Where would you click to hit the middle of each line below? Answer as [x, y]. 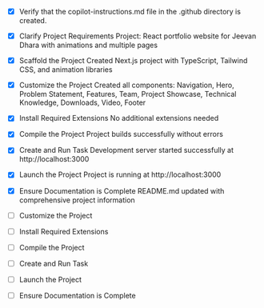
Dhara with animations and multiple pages [88, 45]
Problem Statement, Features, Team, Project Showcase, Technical [128, 94]
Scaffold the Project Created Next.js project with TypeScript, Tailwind [133, 61]
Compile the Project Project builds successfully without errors [121, 134]
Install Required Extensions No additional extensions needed [119, 118]
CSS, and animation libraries [66, 70]
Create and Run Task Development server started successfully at [126, 150]
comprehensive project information [77, 200]
